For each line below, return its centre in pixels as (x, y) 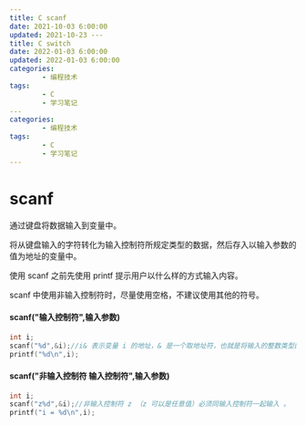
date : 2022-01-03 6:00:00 (58, 52)
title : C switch (40, 43)
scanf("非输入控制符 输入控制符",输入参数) (90, 376)
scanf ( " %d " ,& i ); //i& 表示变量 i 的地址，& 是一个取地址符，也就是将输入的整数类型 (152, 346)
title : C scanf (38, 18)
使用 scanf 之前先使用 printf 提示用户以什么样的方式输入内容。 (126, 275)
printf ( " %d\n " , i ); (44, 354)
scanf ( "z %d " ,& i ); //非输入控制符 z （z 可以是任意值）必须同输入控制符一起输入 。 (150, 404)
